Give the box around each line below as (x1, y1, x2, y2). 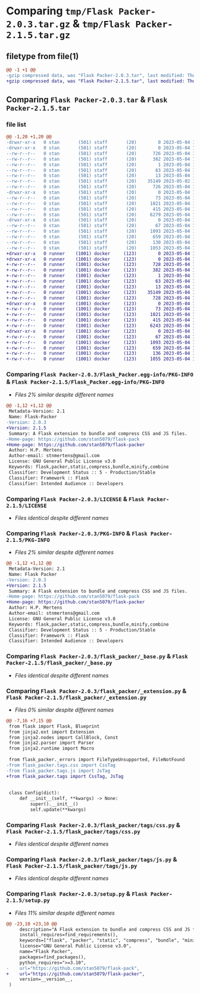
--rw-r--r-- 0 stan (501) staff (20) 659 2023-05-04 (6, 234, 190, 240)
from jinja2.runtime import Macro (8, 746, 95, 752)
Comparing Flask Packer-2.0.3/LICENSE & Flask (6, 495, 145, 503)
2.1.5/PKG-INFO (6, 537, 51, 543)
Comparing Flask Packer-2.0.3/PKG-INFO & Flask (6, 529, 148, 537)
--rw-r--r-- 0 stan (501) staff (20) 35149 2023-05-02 (6, 178, 190, 185)
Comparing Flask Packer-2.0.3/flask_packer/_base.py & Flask (6, 652, 189, 661)
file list (6, 120, 27, 128)
